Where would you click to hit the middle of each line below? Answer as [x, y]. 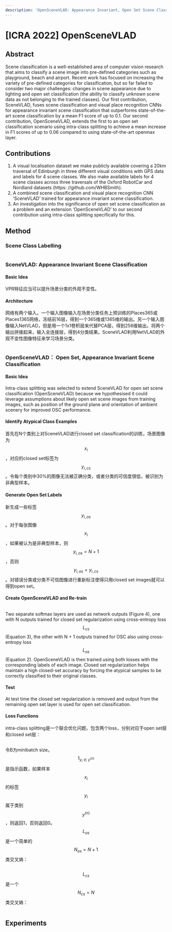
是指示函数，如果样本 [28, 769]
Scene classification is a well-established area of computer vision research [84, 67]
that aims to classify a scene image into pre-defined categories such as [81, 72]
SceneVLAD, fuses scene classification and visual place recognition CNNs [84, 105]
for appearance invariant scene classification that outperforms [71, 110]
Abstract [20, 54]
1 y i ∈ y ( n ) [86, 759]
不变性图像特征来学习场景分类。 [43, 338]
